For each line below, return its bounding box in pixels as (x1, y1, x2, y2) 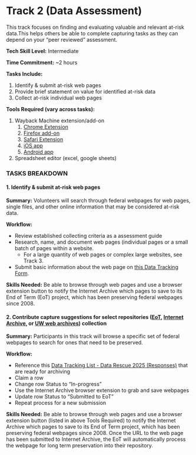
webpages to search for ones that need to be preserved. (6, 339, 143, 346)
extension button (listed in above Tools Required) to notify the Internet (6, 417, 176, 424)
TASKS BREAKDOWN (6, 169, 68, 177)
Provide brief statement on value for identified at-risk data (14, 88, 156, 95)
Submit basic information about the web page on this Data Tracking (14, 264, 178, 271)
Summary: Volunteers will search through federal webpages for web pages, (6, 197, 191, 204)
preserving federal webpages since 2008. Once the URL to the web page (6, 430, 184, 437)
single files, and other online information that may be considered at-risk (6, 203, 180, 210)
